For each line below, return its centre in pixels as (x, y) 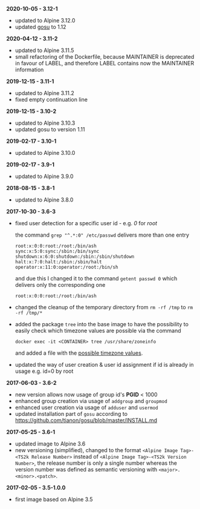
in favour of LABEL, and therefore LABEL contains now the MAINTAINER (105, 63)
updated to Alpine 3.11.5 (44, 50)
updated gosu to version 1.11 (50, 129)
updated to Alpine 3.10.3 (45, 123)
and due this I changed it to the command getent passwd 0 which (96, 278)
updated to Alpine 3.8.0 (44, 200)
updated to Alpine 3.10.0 (45, 153)
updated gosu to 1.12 (40, 27)
